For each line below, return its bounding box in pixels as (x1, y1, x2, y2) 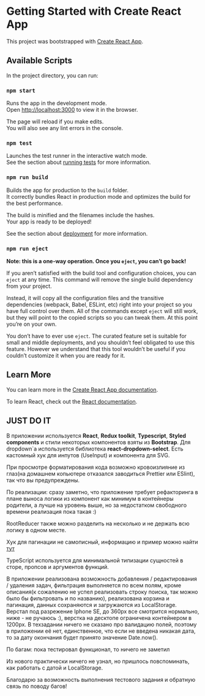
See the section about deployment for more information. (6, 230, 148, 237)
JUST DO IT (6, 416, 51, 426)
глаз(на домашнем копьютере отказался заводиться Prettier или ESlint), (6, 470, 195, 477)
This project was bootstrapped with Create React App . (6, 37, 144, 45)
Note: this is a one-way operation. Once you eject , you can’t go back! (6, 257, 187, 265)
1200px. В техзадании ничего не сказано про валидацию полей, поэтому (6, 621, 197, 628)
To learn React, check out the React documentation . (6, 398, 138, 405)
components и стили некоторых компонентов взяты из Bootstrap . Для (6, 438, 191, 446)
